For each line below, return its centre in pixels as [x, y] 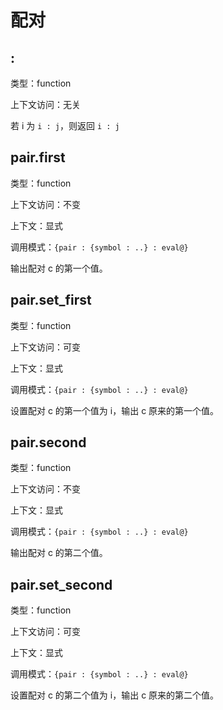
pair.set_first [51, 300]
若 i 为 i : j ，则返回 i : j [65, 125]
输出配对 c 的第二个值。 [59, 553]
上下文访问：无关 [45, 104]
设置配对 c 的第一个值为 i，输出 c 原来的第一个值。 [115, 410]
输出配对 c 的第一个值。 [59, 268]
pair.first [38, 157]
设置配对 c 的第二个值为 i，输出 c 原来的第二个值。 [115, 695]
